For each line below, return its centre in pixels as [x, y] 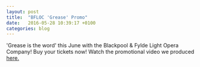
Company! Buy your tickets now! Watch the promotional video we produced [100, 52]
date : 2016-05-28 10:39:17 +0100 [51, 23]
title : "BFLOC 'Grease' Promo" [47, 17]
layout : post [23, 12]
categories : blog [28, 28]
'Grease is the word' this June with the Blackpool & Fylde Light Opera [92, 45]
